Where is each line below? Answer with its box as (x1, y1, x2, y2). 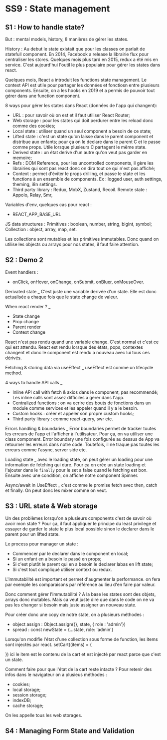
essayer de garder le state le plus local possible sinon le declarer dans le (5, 526, 155, 532)
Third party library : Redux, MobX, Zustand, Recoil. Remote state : (12, 187, 148, 193)
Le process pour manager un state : (5, 541, 79, 547)
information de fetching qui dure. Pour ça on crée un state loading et (5, 461, 146, 468)
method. (5, 370, 22, 376)
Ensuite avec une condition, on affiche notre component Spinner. (5, 472, 139, 478)
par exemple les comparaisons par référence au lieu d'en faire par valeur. (5, 581, 156, 587)
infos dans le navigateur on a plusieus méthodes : (5, 671, 107, 677)
